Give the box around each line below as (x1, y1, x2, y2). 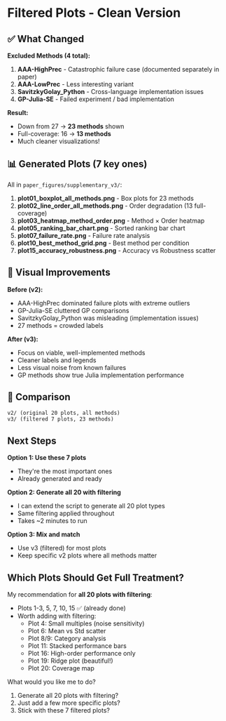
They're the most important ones (17, 467, 113, 475)
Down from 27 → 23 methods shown (17, 122, 125, 131)
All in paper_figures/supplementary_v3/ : (7, 180, 122, 189)
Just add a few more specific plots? (17, 699, 120, 707)
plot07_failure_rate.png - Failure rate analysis (17, 231, 150, 239)
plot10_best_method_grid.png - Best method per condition (17, 239, 190, 247)
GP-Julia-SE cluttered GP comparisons (17, 306, 129, 315)
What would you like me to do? (7, 677, 96, 686)
